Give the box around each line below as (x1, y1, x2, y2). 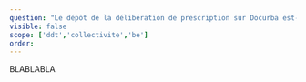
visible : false (9, 22, 67, 31)
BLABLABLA (9, 64, 56, 75)
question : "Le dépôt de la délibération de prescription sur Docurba (9, 13, 280, 23)
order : (9, 38, 35, 48)
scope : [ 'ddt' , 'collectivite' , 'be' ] (9, 30, 148, 39)
